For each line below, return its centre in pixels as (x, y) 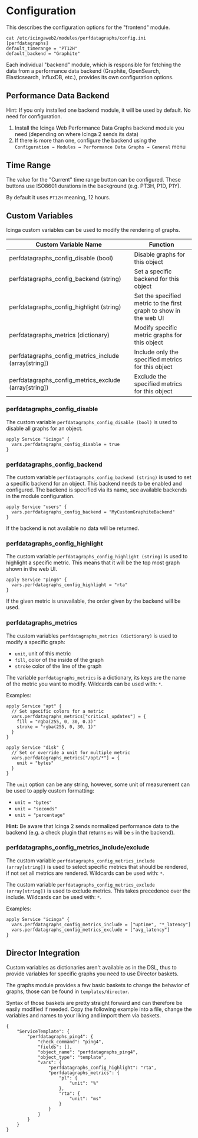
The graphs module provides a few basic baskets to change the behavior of (98, 985)
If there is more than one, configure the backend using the (85, 140)
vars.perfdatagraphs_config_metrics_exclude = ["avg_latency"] (90, 930)
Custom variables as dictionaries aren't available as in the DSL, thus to (91, 967)
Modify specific (156, 328)
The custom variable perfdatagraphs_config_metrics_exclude (80, 884)
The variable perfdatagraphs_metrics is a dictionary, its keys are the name (96, 677)
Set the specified (158, 296)
